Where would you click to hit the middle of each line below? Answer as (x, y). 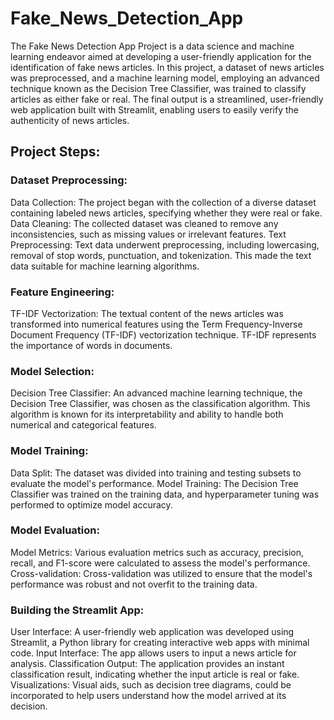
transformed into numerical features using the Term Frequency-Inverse (156, 324)
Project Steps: (55, 152)
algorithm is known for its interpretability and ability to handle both (147, 414)
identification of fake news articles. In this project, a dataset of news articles (167, 67)
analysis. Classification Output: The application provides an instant (147, 664)
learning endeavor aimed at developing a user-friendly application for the (161, 56)
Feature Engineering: (62, 292)
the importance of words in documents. (91, 345)
